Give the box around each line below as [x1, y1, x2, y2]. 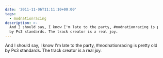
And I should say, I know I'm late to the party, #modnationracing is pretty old [5, 43, 158, 48]
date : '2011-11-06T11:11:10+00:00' [5, 7, 77, 12]
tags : [5, 12, 16, 16]
